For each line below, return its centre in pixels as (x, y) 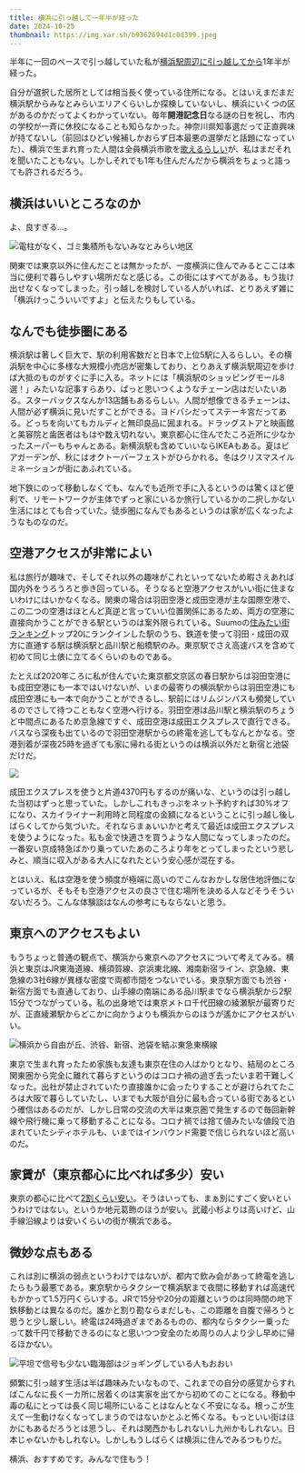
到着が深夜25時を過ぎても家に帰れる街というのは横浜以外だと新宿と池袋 (153, 744)
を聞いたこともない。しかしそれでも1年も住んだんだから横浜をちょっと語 (146, 161)
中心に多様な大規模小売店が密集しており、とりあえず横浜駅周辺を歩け (164, 366)
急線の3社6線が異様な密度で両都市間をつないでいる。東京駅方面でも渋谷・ (149, 979)
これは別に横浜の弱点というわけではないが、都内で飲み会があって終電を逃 (148, 1276)
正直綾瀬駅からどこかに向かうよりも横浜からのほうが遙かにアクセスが (156, 1014)
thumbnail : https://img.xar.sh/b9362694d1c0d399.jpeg (113, 35)
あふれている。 (108, 468)
